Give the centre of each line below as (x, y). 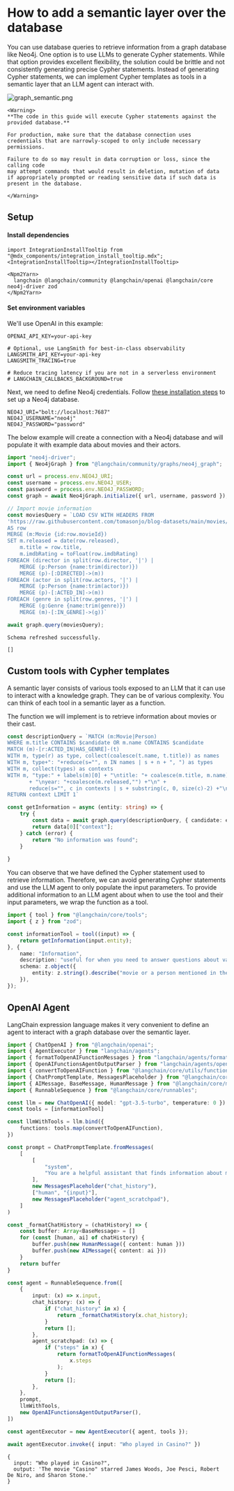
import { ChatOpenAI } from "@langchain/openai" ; (81, 1044)
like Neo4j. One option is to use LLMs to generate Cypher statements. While (116, 54)
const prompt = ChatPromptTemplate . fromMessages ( (81, 1147)
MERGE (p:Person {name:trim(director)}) (79, 567)
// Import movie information (49, 508)
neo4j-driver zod (32, 286)
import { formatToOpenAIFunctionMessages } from (79, 1058)
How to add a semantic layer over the (117, 13)
